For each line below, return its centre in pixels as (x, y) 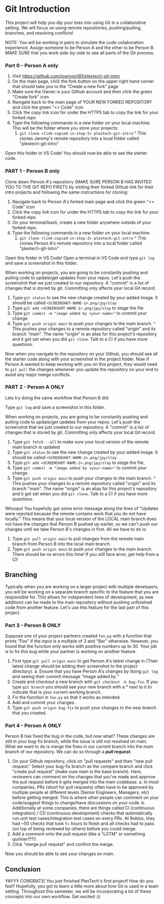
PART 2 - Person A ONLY (35, 387)
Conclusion (23, 869)
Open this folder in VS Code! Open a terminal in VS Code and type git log (80, 258)
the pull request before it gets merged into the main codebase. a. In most (85, 782)
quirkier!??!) (24, 839)
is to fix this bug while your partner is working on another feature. (71, 651)
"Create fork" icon (31, 97)
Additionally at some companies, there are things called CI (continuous (83, 808)
